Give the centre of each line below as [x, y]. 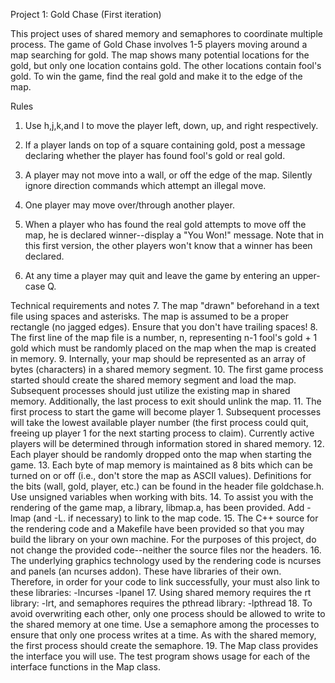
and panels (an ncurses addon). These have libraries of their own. [146, 571]
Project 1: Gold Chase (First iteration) [86, 14]
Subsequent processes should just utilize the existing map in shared [150, 390]
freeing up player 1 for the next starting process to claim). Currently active [162, 433]
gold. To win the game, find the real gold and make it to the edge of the [156, 76]
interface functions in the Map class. [86, 667]
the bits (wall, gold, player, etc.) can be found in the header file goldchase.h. [167, 486]
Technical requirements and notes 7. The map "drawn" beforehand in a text [165, 305]
